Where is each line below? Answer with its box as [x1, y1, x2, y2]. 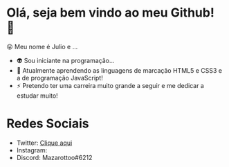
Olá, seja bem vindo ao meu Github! [6, 5, 215, 21]
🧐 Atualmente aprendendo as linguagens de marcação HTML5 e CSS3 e [16, 66, 223, 74]
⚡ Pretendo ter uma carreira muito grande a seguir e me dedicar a [16, 81, 205, 89]
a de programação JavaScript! [16, 73, 103, 82]
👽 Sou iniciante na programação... [16, 56, 115, 64]
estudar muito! [16, 91, 58, 100]
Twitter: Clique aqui [16, 139, 73, 147]
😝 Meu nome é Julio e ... [6, 42, 78, 51]
